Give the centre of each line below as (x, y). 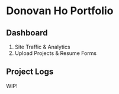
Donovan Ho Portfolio (60, 11)
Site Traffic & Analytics (42, 47)
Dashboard (27, 33)
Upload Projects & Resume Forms (55, 53)
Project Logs (30, 72)
